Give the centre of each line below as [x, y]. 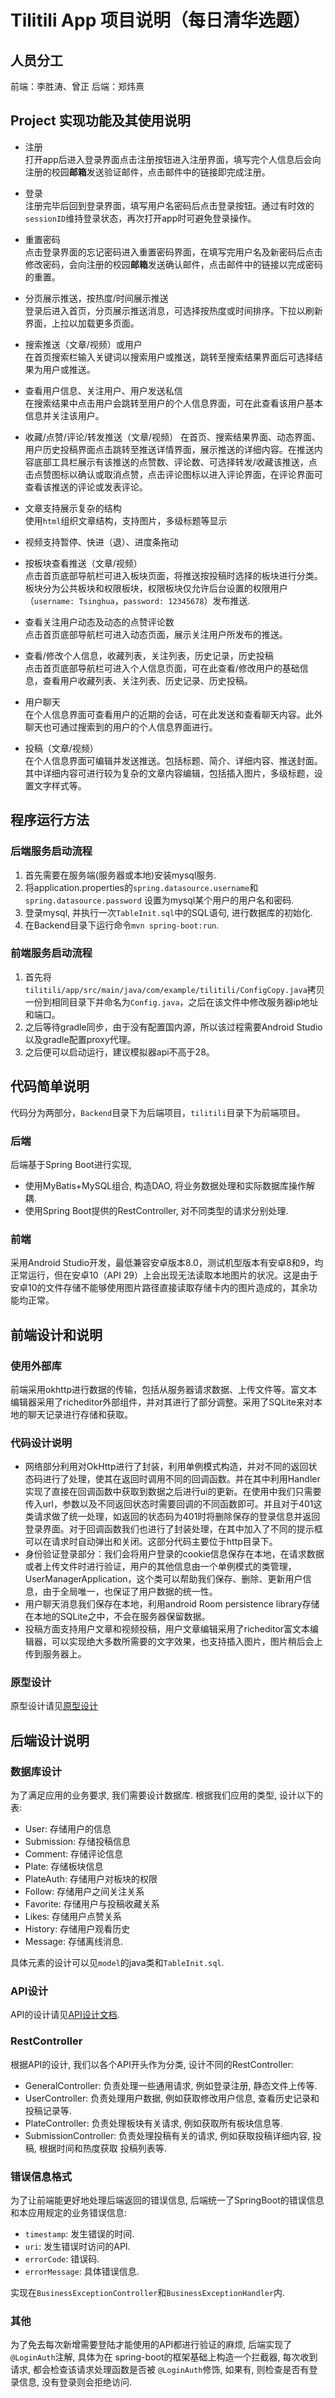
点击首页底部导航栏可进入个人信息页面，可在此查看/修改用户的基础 [162, 668]
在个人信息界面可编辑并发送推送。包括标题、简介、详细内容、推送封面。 [173, 760]
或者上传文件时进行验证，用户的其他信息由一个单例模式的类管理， [160, 1567]
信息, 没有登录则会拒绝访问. [75, 2382]
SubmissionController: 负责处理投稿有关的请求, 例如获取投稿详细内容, [167, 2135]
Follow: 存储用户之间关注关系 [84, 1892]
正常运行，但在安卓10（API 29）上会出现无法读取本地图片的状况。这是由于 [164, 1275]
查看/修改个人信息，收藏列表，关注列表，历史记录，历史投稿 [149, 655]
